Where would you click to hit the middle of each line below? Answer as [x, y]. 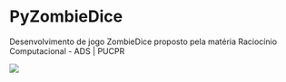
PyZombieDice [66, 17]
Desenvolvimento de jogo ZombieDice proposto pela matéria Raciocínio [143, 41]
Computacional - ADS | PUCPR [67, 50]
